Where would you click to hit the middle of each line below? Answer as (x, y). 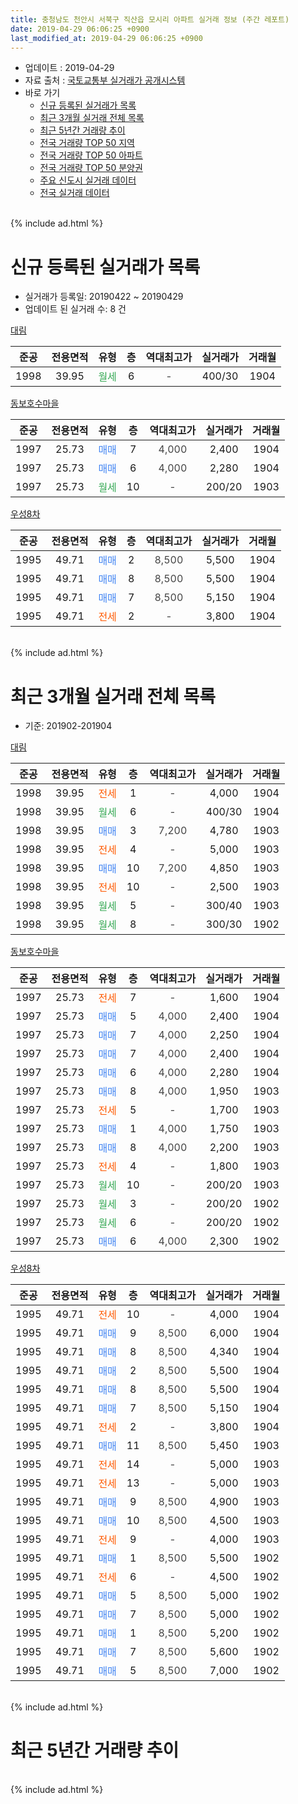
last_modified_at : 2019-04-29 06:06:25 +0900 (106, 38)
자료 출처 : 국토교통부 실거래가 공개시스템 (105, 80)
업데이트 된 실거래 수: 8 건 (75, 309)
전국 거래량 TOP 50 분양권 (91, 168)
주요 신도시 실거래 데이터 (88, 180)
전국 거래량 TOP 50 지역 (87, 143)
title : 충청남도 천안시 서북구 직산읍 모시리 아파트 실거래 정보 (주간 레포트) (150, 19)
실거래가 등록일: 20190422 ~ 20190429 (104, 297)
